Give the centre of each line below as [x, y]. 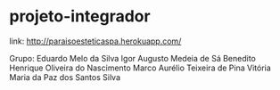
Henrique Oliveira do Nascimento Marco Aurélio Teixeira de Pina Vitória [140, 68]
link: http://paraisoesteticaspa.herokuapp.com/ [95, 41]
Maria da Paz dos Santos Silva [65, 77]
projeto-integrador [80, 16]
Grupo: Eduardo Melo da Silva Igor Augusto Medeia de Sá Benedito [132, 58]
